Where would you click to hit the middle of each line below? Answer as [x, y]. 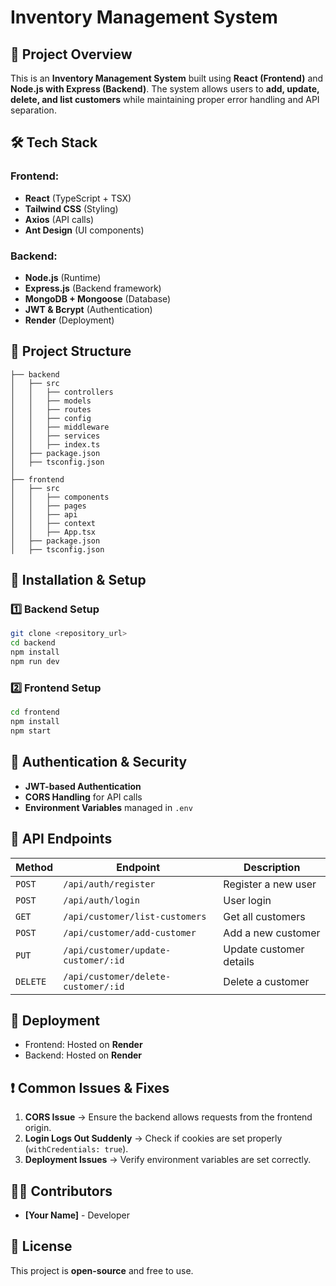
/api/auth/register [109, 884]
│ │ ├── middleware [60, 427]
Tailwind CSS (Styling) [71, 208]
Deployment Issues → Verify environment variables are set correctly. [168, 1160]
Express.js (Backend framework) [93, 288]
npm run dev [35, 662]
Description [272, 867]
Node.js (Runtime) [63, 277]
